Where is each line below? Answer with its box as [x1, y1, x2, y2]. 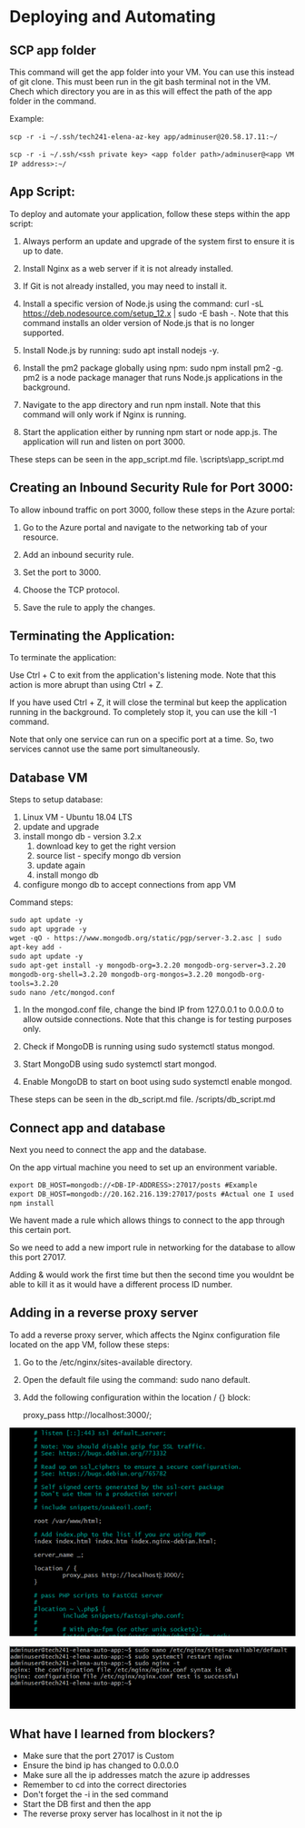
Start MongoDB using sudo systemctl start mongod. [22, 1058, 218, 1069]
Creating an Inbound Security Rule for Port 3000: [9, 480, 293, 496]
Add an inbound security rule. [22, 549, 134, 560]
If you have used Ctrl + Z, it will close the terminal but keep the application [9, 697, 288, 708]
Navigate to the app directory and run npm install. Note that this [22, 399, 261, 410]
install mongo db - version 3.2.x [22, 831, 143, 842]
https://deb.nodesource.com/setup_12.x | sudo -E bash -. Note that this [22, 307, 289, 319]
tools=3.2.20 [9, 979, 59, 989]
